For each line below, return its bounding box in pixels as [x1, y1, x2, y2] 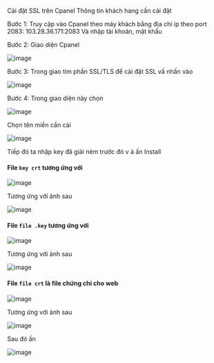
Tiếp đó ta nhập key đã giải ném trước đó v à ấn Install [7, 148, 162, 155]
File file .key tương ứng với [7, 221, 89, 229]
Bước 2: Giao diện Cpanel [7, 41, 80, 48]
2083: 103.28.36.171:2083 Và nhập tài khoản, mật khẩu [7, 28, 162, 35]
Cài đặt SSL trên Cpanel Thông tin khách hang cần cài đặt [7, 7, 172, 14]
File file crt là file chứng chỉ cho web [7, 279, 119, 287]
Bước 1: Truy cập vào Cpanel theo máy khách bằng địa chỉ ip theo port [7, 20, 207, 28]
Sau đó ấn [7, 335, 37, 343]
